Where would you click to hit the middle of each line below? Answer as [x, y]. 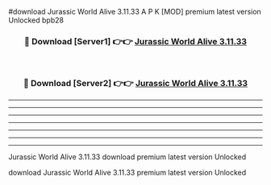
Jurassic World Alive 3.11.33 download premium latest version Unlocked [127, 157]
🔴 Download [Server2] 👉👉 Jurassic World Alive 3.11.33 [135, 84]
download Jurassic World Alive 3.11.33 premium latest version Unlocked [127, 172]
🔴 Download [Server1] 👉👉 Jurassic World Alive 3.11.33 [135, 41]
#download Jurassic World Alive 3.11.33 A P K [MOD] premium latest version [135, 12]
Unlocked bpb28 [36, 20]
